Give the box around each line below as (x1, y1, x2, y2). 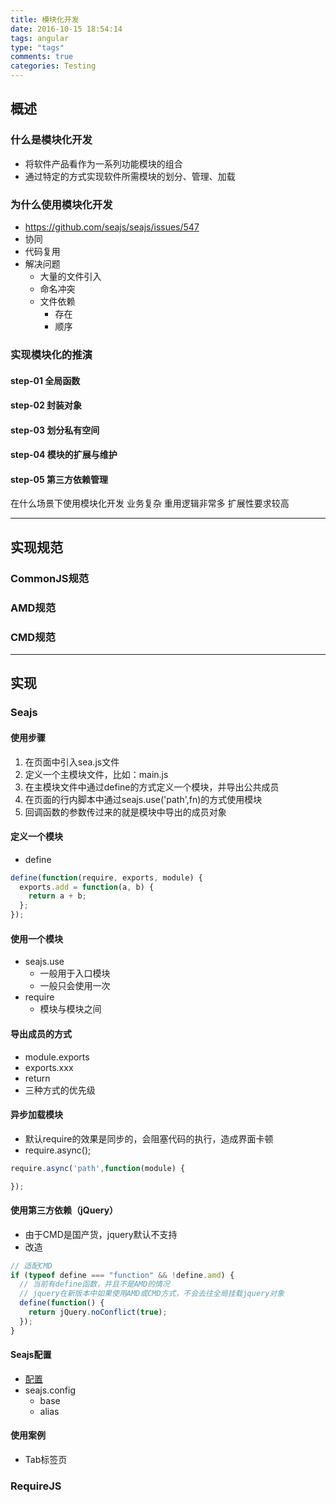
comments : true (10, 52, 74, 62)
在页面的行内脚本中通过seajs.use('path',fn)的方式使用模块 (24, 793, 263, 805)
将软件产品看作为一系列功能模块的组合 (24, 157, 183, 170)
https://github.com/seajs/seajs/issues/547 (24, 221, 200, 233)
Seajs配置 (10, 1349, 52, 1361)
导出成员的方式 (10, 1027, 72, 1040)
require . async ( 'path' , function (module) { (10, 1163, 186, 1173)
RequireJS (10, 1479, 62, 1493)
